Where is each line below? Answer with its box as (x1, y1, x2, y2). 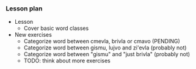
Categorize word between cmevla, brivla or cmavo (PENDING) (23, 38, 181, 45)
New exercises (14, 31, 53, 38)
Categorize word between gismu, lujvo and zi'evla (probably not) (23, 44, 187, 51)
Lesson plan (5, 4, 43, 13)
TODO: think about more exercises (23, 57, 111, 65)
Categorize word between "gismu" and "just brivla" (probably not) (23, 51, 191, 58)
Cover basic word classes (23, 24, 89, 32)
